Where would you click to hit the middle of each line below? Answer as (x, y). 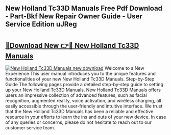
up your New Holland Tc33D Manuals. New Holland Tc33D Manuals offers (83, 90)
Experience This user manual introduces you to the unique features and (80, 74)
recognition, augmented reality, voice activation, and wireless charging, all (83, 101)
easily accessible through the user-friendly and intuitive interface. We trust (84, 106)
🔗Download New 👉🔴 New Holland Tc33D (72, 45)
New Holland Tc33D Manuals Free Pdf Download (84, 8)
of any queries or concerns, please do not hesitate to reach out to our (79, 122)
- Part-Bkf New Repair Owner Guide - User (74, 17)
